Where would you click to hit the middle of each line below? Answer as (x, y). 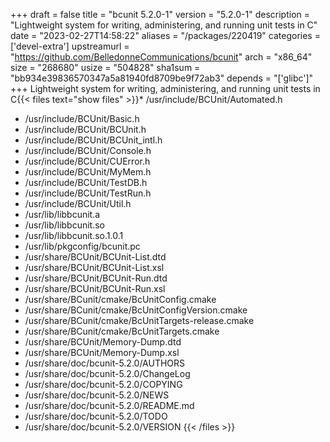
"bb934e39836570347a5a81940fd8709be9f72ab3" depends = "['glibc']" (162, 78)
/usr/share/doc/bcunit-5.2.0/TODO (96, 416)
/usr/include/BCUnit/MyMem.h (88, 172)
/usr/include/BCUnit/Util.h (78, 203)
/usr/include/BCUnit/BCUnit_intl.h (93, 140)
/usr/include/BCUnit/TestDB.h (86, 182)
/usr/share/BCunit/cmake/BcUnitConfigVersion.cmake (136, 310)
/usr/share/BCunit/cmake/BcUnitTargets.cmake (122, 331)
